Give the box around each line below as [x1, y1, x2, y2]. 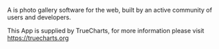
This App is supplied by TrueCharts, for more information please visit [7, 27, 204, 35]
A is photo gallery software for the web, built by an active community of [7, 6, 213, 14]
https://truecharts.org [7, 34, 70, 42]
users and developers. [7, 13, 72, 21]
